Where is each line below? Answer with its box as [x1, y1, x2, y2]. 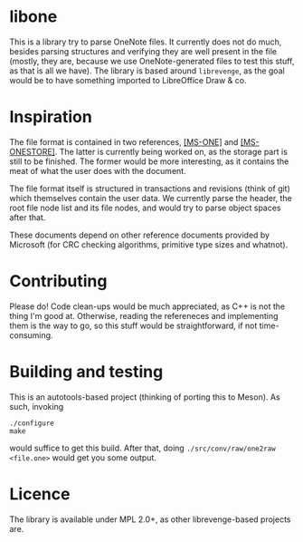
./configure [9, 419, 54, 428]
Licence [9, 483, 71, 504]
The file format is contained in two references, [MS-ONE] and [9, 136, 239, 147]
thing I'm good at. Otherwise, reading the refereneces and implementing [9, 310, 279, 321]
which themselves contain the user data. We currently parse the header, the [9, 192, 292, 203]
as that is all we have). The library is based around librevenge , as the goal [9, 65, 285, 76]
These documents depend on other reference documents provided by [9, 229, 270, 240]
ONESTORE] [9, 146, 56, 157]
